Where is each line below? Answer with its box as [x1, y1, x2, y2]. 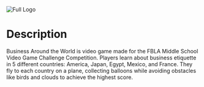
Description [6, 28, 67, 41]
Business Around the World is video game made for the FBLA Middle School [6, 47, 198, 55]
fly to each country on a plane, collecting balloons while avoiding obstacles [6, 67, 197, 74]
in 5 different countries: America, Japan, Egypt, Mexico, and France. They [6, 60, 193, 67]
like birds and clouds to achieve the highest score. [6, 74, 134, 81]
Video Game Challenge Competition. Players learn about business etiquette [6, 54, 197, 61]
